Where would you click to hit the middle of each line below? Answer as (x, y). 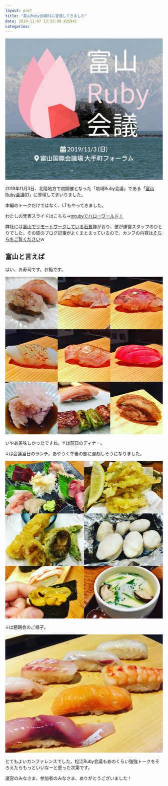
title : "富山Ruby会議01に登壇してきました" (46, 16)
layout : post (19, 11)
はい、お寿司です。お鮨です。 (35, 270)
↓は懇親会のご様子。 (27, 627)
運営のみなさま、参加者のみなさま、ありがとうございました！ (68, 778)
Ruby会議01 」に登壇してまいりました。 (45, 195)
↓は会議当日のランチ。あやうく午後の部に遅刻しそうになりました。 (75, 454)
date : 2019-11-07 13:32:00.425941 (41, 21)
